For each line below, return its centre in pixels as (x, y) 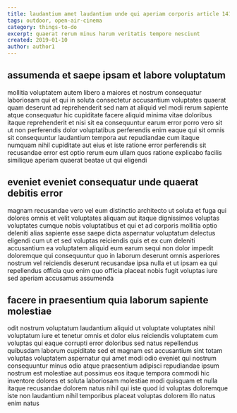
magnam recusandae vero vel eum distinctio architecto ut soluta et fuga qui (117, 210)
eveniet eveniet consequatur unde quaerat (103, 182)
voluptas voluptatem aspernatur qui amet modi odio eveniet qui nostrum (112, 359)
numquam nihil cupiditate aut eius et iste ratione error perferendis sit (107, 145)
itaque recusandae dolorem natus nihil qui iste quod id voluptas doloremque (117, 388)
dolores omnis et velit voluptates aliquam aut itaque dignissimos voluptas (114, 218)
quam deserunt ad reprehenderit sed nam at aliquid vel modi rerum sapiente (118, 107)
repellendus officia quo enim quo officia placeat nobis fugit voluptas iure (113, 270)
